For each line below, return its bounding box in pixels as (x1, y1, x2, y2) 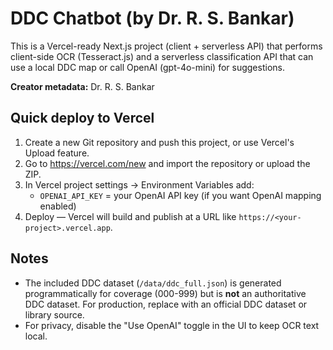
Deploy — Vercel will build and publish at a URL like (24, 210, 237, 222)
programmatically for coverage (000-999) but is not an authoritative (24, 287, 307, 299)
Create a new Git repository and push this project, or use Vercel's (24, 136, 295, 148)
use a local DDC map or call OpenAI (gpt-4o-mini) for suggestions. (10, 61, 285, 73)
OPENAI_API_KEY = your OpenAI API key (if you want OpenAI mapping (39, 189, 322, 201)
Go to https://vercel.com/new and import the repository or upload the (24, 157, 311, 169)
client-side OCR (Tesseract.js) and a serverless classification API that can (10, 50, 314, 62)
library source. (24, 308, 85, 321)
